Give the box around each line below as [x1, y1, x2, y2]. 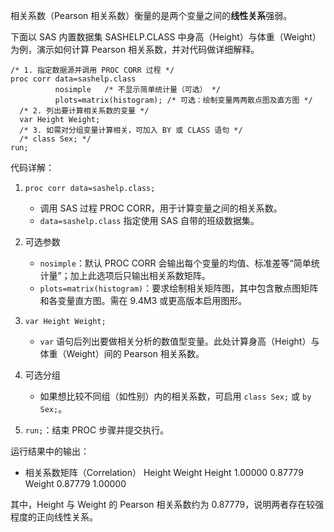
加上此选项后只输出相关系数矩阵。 [69, 270, 211, 281]
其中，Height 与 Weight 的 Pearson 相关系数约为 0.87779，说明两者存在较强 [10, 499, 325, 510]
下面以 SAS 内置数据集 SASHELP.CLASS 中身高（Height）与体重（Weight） [10, 31, 322, 43]
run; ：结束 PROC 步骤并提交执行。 [24, 424, 170, 436]
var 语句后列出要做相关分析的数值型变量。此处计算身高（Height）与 [39, 335, 320, 347]
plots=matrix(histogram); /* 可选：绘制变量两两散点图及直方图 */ [54, 95, 313, 105]
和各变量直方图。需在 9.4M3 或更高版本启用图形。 [39, 295, 248, 306]
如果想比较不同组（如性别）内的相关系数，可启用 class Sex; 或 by [39, 390, 312, 402]
